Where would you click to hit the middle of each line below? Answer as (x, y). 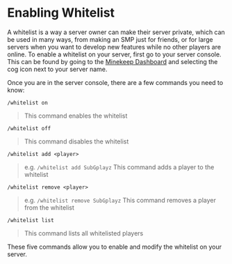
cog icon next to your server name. (57, 69)
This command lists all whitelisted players (84, 233)
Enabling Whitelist (61, 13)
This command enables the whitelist (76, 116)
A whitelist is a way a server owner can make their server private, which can (116, 32)
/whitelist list (31, 220)
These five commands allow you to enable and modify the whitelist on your (115, 247)
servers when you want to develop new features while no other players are (114, 47)
